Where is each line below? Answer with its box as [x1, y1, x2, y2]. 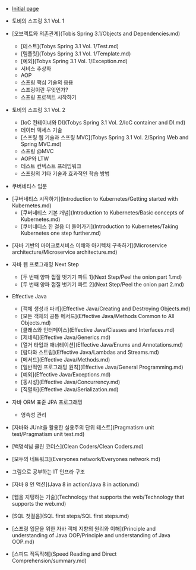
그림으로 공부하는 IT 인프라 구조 [11, 468, 85, 475]
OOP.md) [11, 538, 34, 545]
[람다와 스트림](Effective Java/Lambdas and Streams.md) [20, 348, 159, 356]
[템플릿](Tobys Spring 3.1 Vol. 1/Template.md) [20, 50, 131, 57]
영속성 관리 [20, 411, 46, 418]
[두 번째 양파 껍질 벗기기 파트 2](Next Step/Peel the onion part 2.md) [20, 281, 184, 288]
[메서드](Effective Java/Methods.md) [20, 356, 110, 363]
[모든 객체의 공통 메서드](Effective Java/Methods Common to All [20, 313, 175, 319]
